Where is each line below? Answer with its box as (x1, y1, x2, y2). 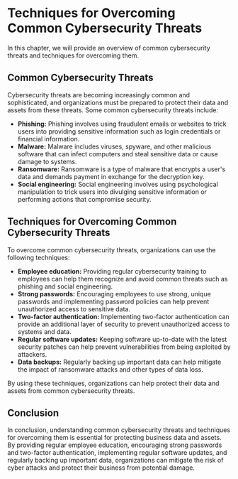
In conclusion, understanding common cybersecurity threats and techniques (7, 426, 231, 434)
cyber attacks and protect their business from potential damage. (7, 463, 195, 472)
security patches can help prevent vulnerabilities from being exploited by (17, 343, 232, 351)
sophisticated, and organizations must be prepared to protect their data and (7, 98, 229, 107)
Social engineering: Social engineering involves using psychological (17, 180, 218, 188)
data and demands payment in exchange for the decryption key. (17, 172, 205, 181)
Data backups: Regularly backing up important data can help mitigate (17, 357, 222, 366)
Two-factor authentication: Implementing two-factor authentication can (17, 312, 229, 321)
